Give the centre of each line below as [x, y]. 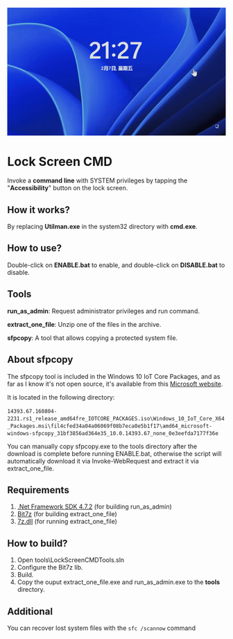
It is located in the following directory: [61, 397]
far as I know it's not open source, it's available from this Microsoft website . [115, 384]
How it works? [39, 210]
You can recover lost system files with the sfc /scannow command [102, 628]
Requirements [38, 490]
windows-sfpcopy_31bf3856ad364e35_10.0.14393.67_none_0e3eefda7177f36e [113, 433]
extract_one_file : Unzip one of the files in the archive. [84, 324]
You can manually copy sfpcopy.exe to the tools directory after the [102, 446]
